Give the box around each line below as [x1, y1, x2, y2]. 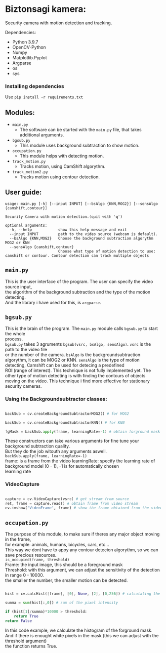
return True [14, 613, 39, 618]
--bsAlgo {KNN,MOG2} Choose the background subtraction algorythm [9, 236, 154, 241]
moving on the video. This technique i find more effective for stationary [5, 378, 150, 384]
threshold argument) [5, 638, 47, 644]
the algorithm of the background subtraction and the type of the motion [5, 289, 151, 295]
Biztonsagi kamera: [5, 3, 86, 15]
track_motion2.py [12, 169, 48, 175]
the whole [5, 331, 26, 337]
